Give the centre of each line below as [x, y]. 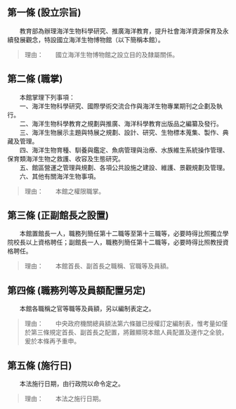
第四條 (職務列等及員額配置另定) [77, 290]
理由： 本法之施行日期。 [65, 398]
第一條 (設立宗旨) [44, 13]
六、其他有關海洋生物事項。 [59, 176]
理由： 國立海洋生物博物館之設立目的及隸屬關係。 [101, 54]
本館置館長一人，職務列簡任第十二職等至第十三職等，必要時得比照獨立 [121, 233]
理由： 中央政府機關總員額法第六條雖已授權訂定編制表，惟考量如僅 [126, 324]
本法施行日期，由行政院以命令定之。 [72, 384]
